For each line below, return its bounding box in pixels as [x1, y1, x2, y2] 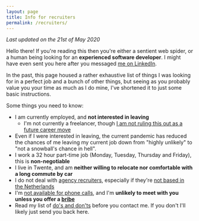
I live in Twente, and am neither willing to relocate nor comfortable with [14, 164, 193, 171]
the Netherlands [14, 183, 55, 190]
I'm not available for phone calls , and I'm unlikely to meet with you [14, 190, 179, 197]
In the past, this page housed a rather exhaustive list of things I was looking [6, 72, 191, 79]
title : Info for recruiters [6, 14, 76, 20]
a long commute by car [14, 171, 73, 178]
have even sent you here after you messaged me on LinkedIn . [6, 60, 157, 67]
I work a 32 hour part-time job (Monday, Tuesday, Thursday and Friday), [14, 151, 192, 159]
